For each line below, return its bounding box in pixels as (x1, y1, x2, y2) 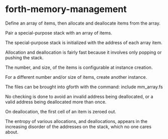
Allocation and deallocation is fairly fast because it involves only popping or (5, 49, 162, 55)
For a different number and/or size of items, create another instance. (5, 74, 147, 80)
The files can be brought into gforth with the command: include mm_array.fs (5, 84, 163, 90)
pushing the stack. (5, 54, 44, 61)
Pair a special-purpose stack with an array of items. (5, 30, 112, 36)
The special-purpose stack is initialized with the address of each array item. (5, 39, 162, 46)
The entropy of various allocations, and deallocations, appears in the (5, 118, 147, 124)
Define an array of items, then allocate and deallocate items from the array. (5, 20, 161, 26)
